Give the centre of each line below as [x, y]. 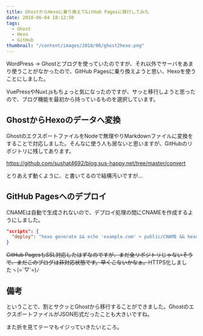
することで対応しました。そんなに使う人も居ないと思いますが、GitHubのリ [99, 143]
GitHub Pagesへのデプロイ [56, 196]
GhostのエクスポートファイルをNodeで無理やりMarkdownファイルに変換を [100, 136]
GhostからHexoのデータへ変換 [63, 120]
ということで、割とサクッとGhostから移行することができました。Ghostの [98, 306]
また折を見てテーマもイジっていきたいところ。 [64, 327]
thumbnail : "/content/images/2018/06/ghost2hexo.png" [76, 46]
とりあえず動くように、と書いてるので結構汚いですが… [75, 176]
